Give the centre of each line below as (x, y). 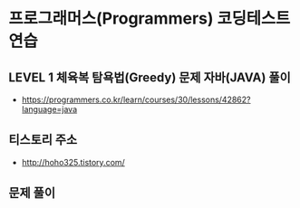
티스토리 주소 (43, 140)
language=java (49, 109)
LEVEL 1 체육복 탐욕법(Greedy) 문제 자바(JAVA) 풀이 (150, 77)
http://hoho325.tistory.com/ (73, 162)
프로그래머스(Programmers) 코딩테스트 (150, 19)
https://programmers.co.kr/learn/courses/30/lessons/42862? (136, 99)
